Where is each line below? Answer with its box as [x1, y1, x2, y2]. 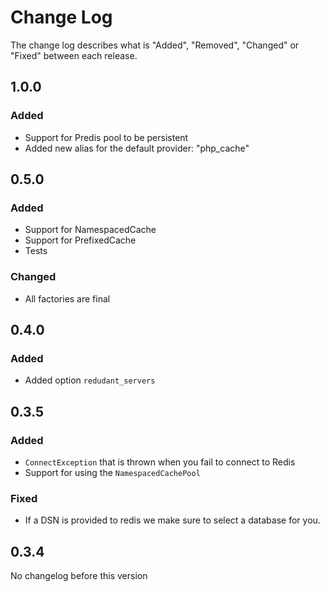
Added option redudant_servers [24, 374, 156, 386]
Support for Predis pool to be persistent [24, 131, 189, 143]
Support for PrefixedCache [24, 234, 137, 246]
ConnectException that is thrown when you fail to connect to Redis [24, 456, 296, 468]
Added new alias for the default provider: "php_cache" [24, 142, 250, 154]
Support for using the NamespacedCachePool [24, 466, 201, 478]
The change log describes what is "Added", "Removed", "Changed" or [10, 39, 300, 51]
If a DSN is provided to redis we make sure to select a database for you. [24, 514, 321, 526]
